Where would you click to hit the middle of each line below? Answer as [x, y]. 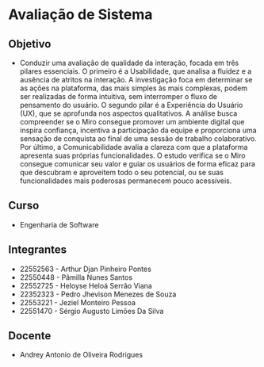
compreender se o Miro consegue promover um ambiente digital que [132, 122]
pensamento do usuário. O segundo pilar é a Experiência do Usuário [131, 105]
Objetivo [30, 44]
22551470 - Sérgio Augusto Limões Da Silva [92, 311]
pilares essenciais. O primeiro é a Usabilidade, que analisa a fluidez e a [136, 71]
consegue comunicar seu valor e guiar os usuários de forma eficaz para [138, 164]
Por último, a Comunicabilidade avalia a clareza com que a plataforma [134, 147]
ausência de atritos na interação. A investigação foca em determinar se [136, 80]
